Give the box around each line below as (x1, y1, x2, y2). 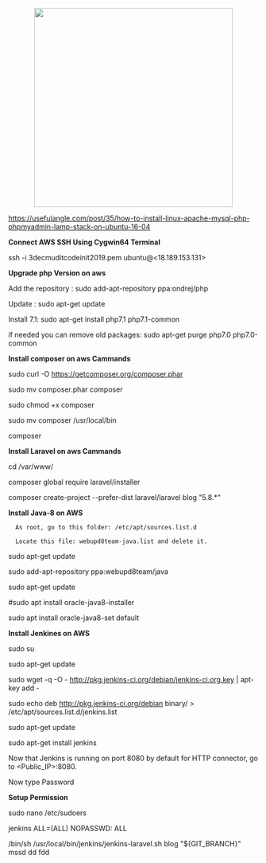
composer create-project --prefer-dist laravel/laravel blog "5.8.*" (8, 493, 221, 502)
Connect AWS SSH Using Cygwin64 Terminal (8, 237, 160, 247)
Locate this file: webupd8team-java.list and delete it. (15, 537, 208, 545)
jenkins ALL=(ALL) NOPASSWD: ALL (8, 824, 128, 833)
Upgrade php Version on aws (8, 268, 106, 278)
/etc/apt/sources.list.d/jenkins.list (8, 707, 118, 717)
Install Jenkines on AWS (8, 629, 90, 638)
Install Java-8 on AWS (8, 508, 83, 517)
